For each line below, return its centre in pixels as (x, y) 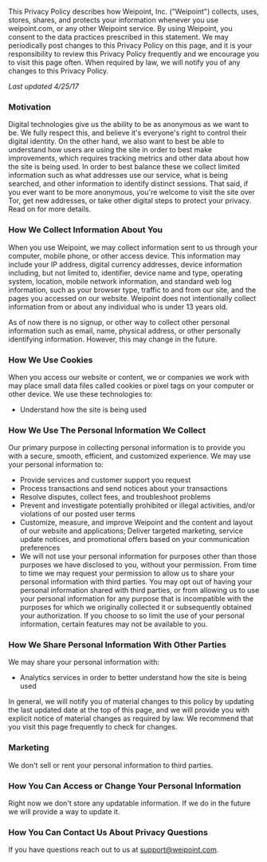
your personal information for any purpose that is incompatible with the (136, 599)
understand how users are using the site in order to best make (110, 150)
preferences (40, 548)
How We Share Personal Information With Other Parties (118, 645)
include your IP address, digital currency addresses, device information (126, 264)
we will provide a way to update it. (64, 812)
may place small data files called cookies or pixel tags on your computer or (131, 386)
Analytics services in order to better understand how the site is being (133, 678)
